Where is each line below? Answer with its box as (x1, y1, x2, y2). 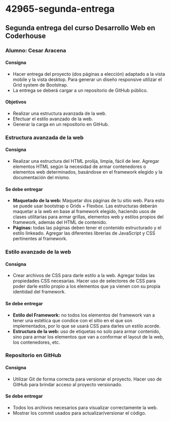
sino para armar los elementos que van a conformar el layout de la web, (12, 333, 164, 340)
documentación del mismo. (12, 175, 71, 181)
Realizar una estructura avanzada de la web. (12, 110, 107, 116)
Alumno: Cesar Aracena (5, 47, 67, 54)
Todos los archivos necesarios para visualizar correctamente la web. (12, 404, 158, 410)
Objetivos (5, 99, 27, 105)
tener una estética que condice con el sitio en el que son (12, 317, 133, 323)
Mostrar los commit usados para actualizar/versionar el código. (12, 410, 146, 416)
